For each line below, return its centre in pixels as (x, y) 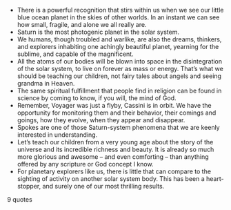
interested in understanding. (57, 135)
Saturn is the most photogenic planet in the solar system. (98, 32)
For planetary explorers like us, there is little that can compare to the (114, 171)
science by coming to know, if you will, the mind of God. (97, 98)
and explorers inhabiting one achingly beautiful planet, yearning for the (118, 47)
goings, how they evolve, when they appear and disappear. (101, 120)
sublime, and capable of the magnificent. (75, 54)
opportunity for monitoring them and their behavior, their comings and (117, 113)
